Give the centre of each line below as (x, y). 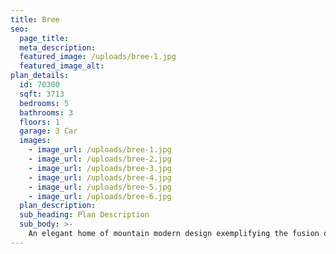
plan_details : (40, 76)
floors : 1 (39, 122)
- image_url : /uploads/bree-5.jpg (100, 187)
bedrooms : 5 (44, 103)
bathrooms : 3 (46, 112)
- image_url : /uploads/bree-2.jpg (100, 159)
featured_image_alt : (62, 66)
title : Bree (35, 19)
